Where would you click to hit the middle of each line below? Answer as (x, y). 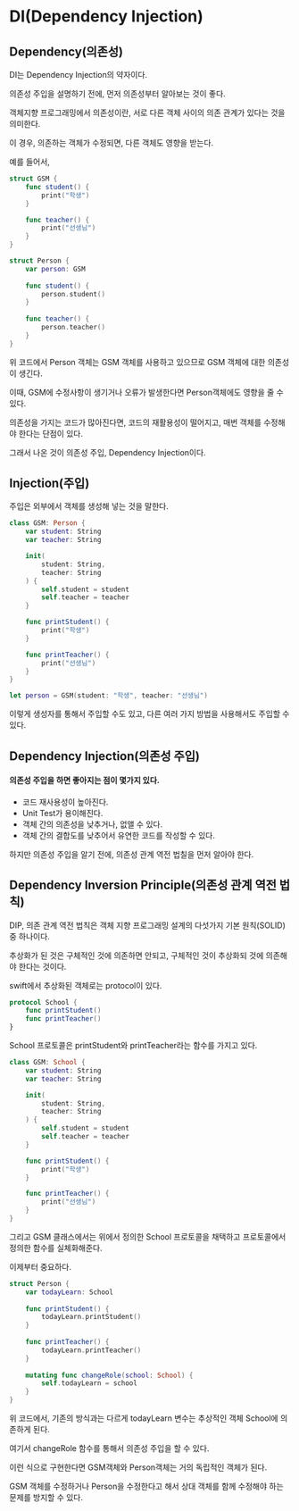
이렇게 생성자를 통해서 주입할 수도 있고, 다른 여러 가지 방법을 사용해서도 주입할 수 (149, 714)
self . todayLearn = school (90, 1383)
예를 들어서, (30, 162)
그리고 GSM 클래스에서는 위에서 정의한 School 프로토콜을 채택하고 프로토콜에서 (148, 1236)
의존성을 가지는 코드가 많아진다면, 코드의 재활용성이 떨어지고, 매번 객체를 (135, 422)
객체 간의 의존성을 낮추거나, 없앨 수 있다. (92, 824)
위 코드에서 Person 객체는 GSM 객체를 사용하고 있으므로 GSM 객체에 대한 (137, 362)
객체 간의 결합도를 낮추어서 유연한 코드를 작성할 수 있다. (119, 835)
